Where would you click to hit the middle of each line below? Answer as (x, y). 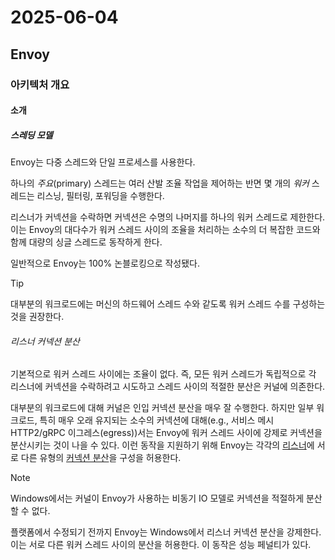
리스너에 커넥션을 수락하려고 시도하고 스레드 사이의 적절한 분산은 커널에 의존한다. (168, 387)
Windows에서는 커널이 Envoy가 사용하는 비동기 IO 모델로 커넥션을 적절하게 (157, 498)
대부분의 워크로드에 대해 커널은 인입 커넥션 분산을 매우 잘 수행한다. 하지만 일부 (162, 408)
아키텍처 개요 (40, 84)
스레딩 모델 (31, 135)
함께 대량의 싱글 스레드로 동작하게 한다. (86, 242)
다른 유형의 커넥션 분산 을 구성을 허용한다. (101, 458)
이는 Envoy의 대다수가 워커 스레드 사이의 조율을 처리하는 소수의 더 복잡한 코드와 (165, 230)
